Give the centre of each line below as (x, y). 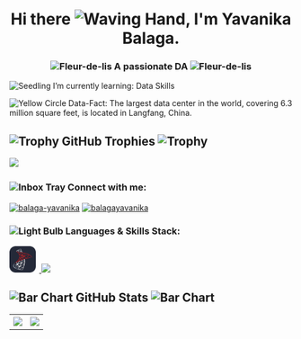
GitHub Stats (112, 297)
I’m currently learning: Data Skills (114, 86)
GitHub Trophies (108, 141)
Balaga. (151, 38)
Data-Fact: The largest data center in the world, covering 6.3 (181, 103)
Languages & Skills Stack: (123, 231)
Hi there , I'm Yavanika (151, 19)
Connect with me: (106, 187)
